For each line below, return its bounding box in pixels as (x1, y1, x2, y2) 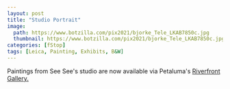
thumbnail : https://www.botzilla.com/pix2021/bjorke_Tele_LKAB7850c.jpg (13, 36, 225, 42)
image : (7, 23, 26, 29)
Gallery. (7, 74, 29, 82)
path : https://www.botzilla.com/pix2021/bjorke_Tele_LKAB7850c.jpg (13, 29, 210, 36)
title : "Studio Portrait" (7, 16, 81, 23)
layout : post (7, 10, 44, 17)
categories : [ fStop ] (7, 42, 66, 49)
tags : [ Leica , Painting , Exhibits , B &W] (7, 49, 125, 55)
